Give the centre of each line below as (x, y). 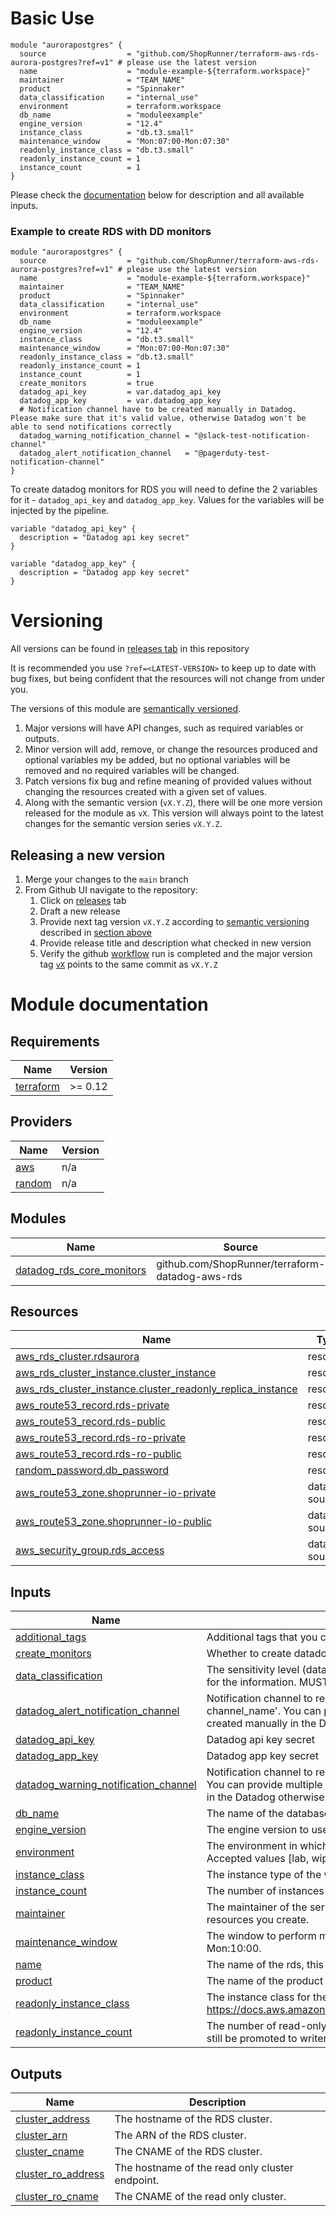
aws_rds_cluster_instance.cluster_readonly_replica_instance (156, 1389)
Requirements (55, 1041)
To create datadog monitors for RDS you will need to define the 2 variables (164, 489)
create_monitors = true (87, 383)
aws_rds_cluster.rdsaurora (77, 1357)
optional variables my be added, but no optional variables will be (157, 760)
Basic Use (52, 18)
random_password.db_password (92, 1470)
